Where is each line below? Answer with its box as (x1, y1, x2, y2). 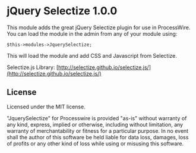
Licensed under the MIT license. (7, 103, 86, 110)
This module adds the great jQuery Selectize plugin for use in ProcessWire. (7, 24, 191, 31)
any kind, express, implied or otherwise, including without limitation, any (7, 121, 184, 128)
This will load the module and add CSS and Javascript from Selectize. (7, 52, 177, 59)
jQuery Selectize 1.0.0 (7, 4, 118, 18)
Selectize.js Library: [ (7, 64, 59, 71)
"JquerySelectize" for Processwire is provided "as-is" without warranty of (7, 114, 187, 121)
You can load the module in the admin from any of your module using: (7, 30, 178, 37)
